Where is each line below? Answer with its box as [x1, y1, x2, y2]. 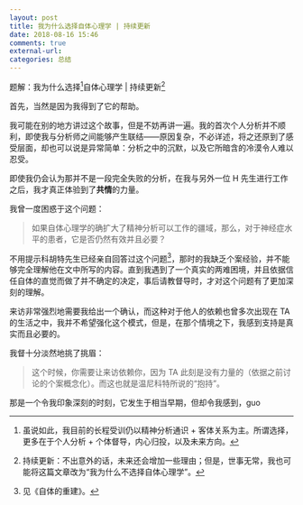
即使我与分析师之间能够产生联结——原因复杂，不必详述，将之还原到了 [24, 131, 286, 142]
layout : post [9, 13, 59, 23]
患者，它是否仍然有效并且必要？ [47, 234, 167, 244]
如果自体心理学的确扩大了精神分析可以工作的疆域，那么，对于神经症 [31, 222, 285, 233]
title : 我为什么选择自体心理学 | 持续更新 [9, 22, 151, 31]
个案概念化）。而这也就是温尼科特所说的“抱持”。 [47, 378, 225, 389]
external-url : [9, 47, 63, 56]
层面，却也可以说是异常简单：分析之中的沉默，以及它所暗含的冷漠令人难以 [16, 142, 294, 153]
